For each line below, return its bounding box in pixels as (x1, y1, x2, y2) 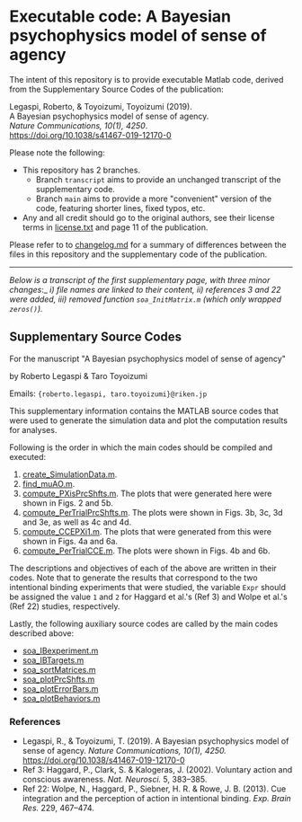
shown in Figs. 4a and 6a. (22, 535, 119, 546)
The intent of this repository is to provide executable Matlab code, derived (9, 74, 284, 84)
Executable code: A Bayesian (9, 6, 232, 27)
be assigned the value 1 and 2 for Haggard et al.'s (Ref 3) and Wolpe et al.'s (9, 591, 288, 602)
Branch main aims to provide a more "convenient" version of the (35, 193, 272, 204)
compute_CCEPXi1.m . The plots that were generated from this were (22, 526, 272, 536)
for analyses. (9, 424, 58, 435)
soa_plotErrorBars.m (22, 683, 99, 694)
